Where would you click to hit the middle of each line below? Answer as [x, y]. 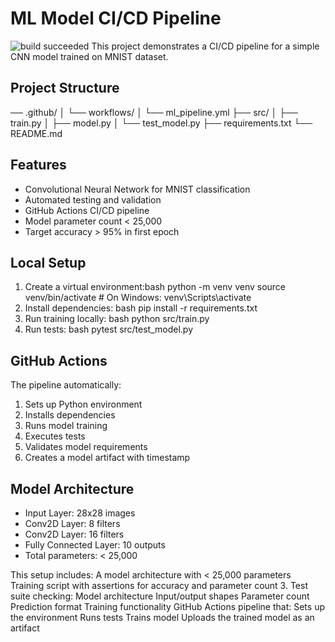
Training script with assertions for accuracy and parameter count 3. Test [159, 585]
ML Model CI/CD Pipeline [116, 18]
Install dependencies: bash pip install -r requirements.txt [141, 308]
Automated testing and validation [93, 199]
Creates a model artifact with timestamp [107, 458]
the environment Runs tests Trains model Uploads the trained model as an [162, 617]
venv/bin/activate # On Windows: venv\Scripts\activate [138, 298]
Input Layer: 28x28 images [80, 513]
